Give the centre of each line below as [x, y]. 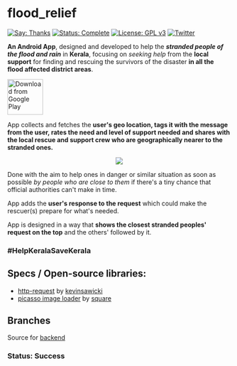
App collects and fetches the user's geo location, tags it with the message [118, 124]
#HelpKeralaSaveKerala [49, 250]
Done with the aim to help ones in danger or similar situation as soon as [112, 174]
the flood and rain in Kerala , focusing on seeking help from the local [108, 54]
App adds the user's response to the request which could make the [107, 203]
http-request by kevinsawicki [60, 291]
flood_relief [42, 13]
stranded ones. [30, 147]
